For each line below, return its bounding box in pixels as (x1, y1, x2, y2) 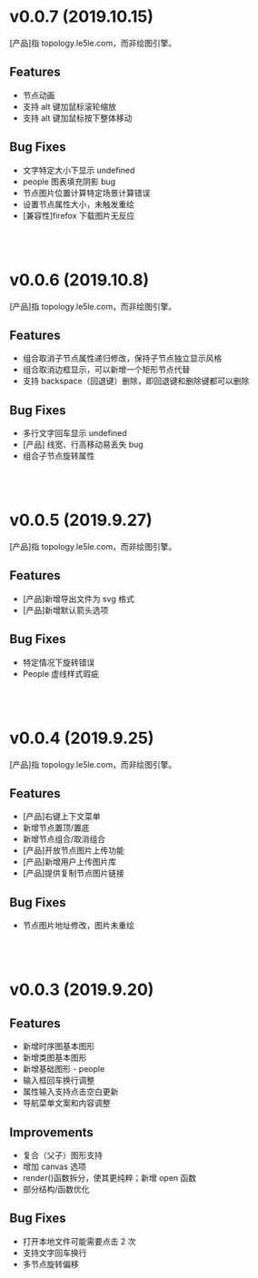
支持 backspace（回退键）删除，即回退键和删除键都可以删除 (22, 375, 250, 387)
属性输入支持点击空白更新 (22, 1086, 119, 1097)
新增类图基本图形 (22, 1052, 87, 1064)
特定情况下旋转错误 (22, 657, 95, 668)
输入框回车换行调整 (22, 1075, 95, 1086)
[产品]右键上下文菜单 (22, 811, 102, 822)
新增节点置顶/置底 (22, 822, 90, 833)
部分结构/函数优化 (22, 1184, 90, 1195)
